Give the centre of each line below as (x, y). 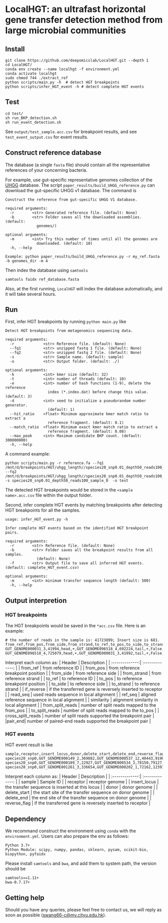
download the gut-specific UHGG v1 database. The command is (71, 190)
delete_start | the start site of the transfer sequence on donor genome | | (80, 792)
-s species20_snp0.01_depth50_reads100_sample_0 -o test (67, 481)
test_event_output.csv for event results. (47, 137)
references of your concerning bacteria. (46, 170)
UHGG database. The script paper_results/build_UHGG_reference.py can (80, 185)
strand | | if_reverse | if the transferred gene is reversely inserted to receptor (84, 689)
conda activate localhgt (31, 74)
